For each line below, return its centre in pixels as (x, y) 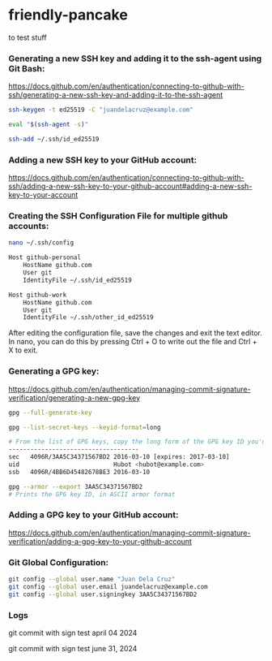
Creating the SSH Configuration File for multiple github (118, 216)
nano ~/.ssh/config (41, 243)
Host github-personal (45, 257)
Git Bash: (27, 68)
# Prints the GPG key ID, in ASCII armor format (92, 494)
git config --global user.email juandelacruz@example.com (108, 586)
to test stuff (28, 37)
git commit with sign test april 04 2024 (73, 633)
